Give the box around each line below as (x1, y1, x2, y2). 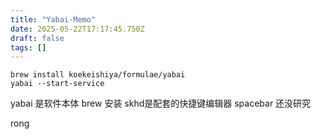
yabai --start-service (10, 79, 105, 89)
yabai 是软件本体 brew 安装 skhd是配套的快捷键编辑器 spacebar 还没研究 (10, 97, 312, 110)
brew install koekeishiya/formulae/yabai (10, 70, 186, 80)
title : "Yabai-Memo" (10, 14, 97, 25)
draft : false (10, 33, 65, 43)
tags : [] (10, 42, 47, 53)
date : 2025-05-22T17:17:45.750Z (10, 24, 145, 34)
